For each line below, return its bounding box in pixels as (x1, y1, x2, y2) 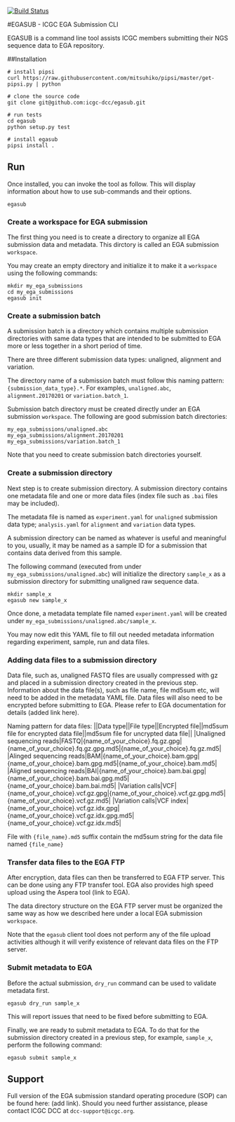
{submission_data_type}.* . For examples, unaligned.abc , (7, 384, 172, 392)
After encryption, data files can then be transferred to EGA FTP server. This (7, 874, 225, 882)
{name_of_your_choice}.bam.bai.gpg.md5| (7, 774, 130, 782)
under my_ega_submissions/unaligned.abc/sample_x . (7, 616, 157, 625)
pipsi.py (7, 81, 33, 88)
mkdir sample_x (7, 590, 52, 598)
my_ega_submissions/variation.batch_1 (7, 439, 121, 446)
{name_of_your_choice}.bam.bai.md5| (7, 782, 117, 789)
